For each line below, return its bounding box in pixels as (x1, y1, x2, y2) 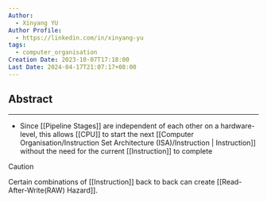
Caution (8, 162, 34, 171)
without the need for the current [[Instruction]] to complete (19, 146, 213, 155)
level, (19, 129, 38, 139)
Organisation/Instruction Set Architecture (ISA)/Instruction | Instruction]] (19, 138, 257, 147)
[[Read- (216, 177, 242, 186)
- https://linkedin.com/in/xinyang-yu (15, 33, 145, 42)
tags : (8, 41, 26, 49)
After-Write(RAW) (8, 185, 66, 195)
